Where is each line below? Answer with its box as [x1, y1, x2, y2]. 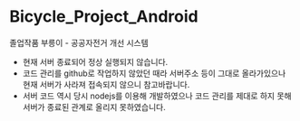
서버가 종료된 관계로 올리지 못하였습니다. [22, 101, 166, 112]
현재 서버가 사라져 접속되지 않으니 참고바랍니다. [22, 79, 190, 89]
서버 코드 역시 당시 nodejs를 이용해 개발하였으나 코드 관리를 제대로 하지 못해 [22, 90, 292, 101]
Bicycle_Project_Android [9, 6, 198, 27]
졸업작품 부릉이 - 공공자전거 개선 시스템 [9, 37, 150, 48]
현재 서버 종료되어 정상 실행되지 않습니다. [22, 56, 169, 67]
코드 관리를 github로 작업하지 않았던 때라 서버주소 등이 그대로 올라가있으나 [22, 68, 286, 79]
